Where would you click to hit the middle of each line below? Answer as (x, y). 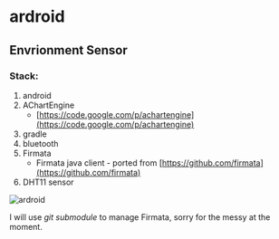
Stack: (24, 76)
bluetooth (40, 143)
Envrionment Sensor (69, 50)
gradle (34, 134)
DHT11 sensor (48, 182)
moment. (26, 226)
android (37, 95)
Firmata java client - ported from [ (99, 163)
